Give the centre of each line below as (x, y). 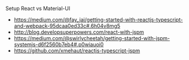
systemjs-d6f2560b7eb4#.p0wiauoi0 (59, 44)
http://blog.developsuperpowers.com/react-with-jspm (79, 32)
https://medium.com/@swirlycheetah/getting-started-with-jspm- (92, 38)
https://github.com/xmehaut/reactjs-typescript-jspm (77, 51)
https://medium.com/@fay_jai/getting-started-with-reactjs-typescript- (98, 20)
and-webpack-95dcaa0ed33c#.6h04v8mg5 (67, 26)
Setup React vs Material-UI (38, 8)
